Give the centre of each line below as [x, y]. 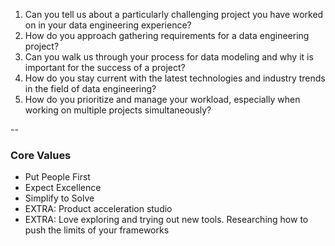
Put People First [57, 177]
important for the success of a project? [105, 67]
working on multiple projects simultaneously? [118, 110]
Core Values [41, 155]
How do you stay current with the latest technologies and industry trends [175, 78]
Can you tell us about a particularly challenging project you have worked [174, 14]
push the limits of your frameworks [97, 230]
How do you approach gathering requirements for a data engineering [167, 35]
